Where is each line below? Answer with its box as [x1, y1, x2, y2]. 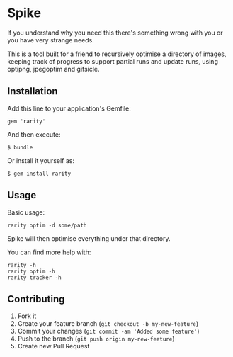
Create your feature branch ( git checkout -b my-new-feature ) [17, 319, 199, 328]
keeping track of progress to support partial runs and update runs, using [7, 57, 218, 65]
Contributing [7, 293, 65, 305]
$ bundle [7, 144, 33, 151]
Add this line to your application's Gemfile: [7, 104, 131, 113]
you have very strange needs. [7, 35, 94, 44]
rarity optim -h [7, 268, 55, 275]
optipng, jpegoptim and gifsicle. [7, 64, 101, 73]
